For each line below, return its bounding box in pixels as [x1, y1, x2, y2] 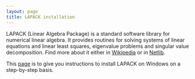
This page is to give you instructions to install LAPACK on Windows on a [6, 60, 181, 67]
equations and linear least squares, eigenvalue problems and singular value [6, 42, 190, 50]
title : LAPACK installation [6, 14, 75, 20]
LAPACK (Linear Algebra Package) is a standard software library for [6, 30, 170, 37]
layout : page [6, 8, 38, 15]
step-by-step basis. [6, 66, 54, 73]
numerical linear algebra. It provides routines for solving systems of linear [6, 36, 185, 43]
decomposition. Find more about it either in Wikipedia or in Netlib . [6, 49, 166, 56]
